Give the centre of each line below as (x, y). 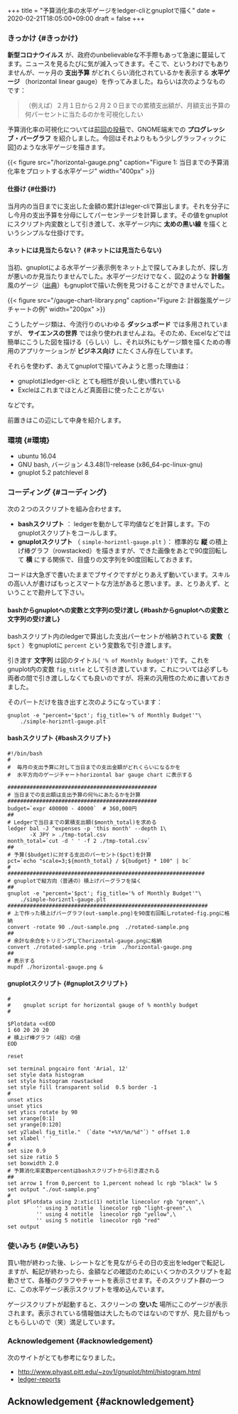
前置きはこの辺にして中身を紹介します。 (66, 420)
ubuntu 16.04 (37, 456)
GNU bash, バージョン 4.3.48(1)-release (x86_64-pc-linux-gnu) (110, 464)
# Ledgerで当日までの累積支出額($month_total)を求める (82, 822)
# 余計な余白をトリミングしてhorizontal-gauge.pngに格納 (85, 941)
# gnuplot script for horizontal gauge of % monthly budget (103, 1005)
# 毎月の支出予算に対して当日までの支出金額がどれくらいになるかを (94, 767)
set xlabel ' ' (30, 1138)
